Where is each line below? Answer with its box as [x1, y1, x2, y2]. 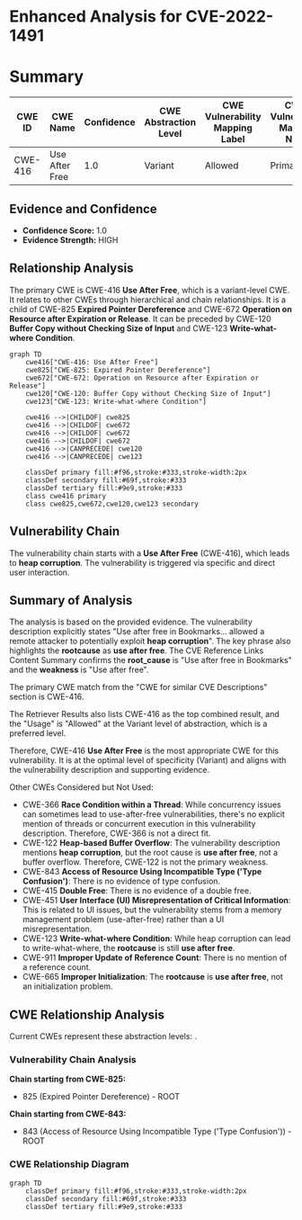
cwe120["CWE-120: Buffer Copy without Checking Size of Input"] [25, 389, 271, 398]
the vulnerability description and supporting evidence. [9, 765, 209, 776]
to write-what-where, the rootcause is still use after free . [22, 943, 235, 954]
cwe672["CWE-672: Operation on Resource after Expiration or [25, 373, 259, 382]
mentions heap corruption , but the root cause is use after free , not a [22, 848, 279, 858]
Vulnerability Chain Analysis [9, 1054, 137, 1066]
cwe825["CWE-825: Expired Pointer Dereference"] [25, 365, 211, 374]
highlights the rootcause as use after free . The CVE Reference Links [9, 645, 264, 656]
